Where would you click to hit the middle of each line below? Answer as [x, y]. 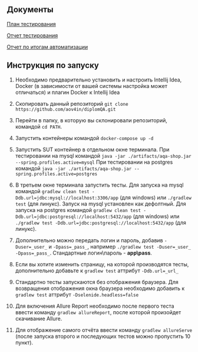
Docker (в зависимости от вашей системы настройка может [91, 86]
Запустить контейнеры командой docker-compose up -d [84, 138]
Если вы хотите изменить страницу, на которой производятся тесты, [102, 264]
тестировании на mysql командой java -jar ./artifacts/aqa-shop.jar [103, 155]
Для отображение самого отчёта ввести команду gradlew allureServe [104, 330]
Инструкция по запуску [53, 65]
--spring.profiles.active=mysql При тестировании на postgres [94, 162]
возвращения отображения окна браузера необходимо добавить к [100, 288]
